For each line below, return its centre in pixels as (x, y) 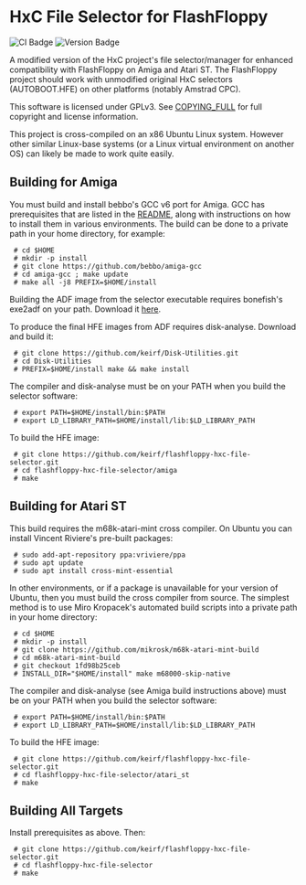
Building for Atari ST (68, 506)
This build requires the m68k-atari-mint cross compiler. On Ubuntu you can (151, 528)
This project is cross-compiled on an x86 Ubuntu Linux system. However (147, 133)
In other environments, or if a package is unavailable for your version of (144, 588)
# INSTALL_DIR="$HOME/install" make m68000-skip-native (122, 674)
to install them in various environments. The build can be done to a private (149, 224)
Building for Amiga (63, 182)
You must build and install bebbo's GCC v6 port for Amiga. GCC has (137, 204)
